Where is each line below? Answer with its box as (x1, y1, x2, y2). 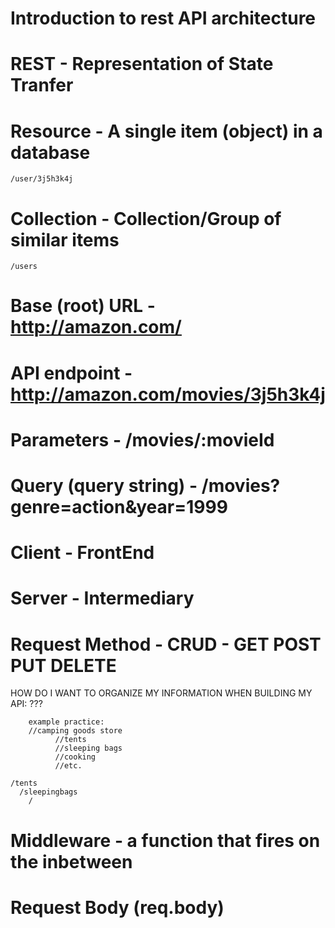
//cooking (54, 752, 97, 762)
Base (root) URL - (10, 295, 156, 317)
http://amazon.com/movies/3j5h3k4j (10, 383, 326, 406)
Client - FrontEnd (10, 542, 155, 564)
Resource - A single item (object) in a (10, 120, 323, 142)
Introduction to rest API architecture (10, 7, 317, 30)
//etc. (54, 761, 83, 771)
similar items (10, 228, 120, 251)
